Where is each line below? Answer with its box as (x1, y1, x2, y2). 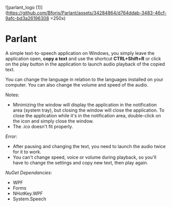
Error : (5, 133, 17, 139)
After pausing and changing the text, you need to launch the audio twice (12, 143, 166, 149)
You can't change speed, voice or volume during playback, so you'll (12, 154, 157, 160)
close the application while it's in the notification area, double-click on (12, 112, 161, 118)
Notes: (5, 92, 20, 98)
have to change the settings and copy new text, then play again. (12, 159, 148, 165)
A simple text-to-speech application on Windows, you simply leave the (5, 50, 155, 56)
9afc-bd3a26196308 (5, 15, 49, 21)
